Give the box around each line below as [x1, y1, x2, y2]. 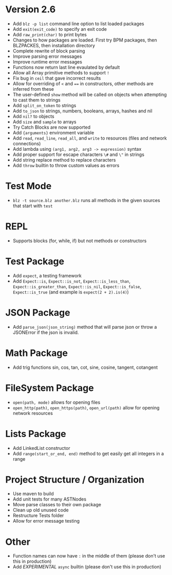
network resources [12, 410, 53, 416]
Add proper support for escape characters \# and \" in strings [12, 151, 145, 157]
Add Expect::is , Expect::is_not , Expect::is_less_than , [12, 278, 131, 284]
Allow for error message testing [12, 518, 80, 524]
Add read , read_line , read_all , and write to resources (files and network [12, 135, 167, 141]
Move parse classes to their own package [12, 502, 102, 508]
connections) [12, 140, 41, 147]
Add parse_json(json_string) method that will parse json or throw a [12, 324, 157, 330]
